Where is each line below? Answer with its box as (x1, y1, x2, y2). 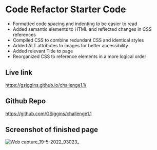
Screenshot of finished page (5, 125, 99, 134)
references (12, 31, 36, 38)
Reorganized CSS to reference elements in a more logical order (12, 53, 147, 60)
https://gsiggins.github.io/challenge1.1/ (5, 82, 87, 88)
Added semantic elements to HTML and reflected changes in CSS (12, 26, 152, 32)
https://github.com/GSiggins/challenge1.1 (5, 110, 92, 117)
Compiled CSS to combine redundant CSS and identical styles (12, 37, 144, 43)
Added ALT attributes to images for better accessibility (12, 42, 128, 48)
